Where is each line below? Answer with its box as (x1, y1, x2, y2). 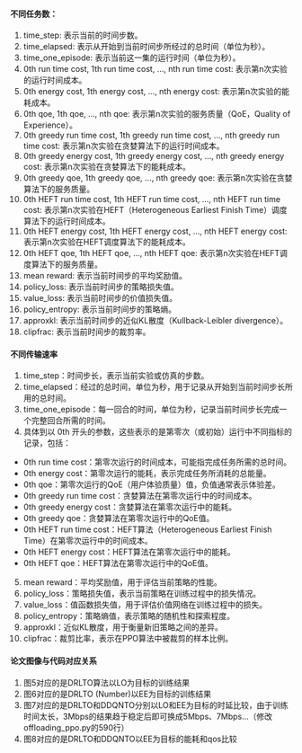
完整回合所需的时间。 (31, 415, 111, 426)
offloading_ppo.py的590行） (22, 722, 129, 732)
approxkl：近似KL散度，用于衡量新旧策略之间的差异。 (22, 622, 223, 633)
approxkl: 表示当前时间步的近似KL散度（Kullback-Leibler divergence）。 (22, 315, 289, 326)
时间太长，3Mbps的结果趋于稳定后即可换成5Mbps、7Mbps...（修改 (22, 711, 273, 722)
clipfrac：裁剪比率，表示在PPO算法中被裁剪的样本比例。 (22, 633, 234, 644)
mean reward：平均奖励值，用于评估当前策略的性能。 (22, 577, 223, 588)
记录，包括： (22, 438, 71, 448)
